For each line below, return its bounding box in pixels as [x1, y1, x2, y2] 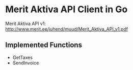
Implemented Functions [5, 41, 83, 50]
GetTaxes [12, 54, 33, 60]
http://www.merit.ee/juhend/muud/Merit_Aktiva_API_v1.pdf [5, 26, 128, 32]
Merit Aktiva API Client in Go [5, 4, 128, 15]
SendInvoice [12, 60, 39, 66]
